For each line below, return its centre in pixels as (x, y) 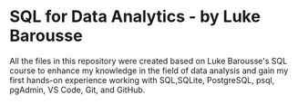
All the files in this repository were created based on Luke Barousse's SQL (149, 61)
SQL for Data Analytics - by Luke (135, 17)
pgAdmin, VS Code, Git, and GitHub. (77, 90)
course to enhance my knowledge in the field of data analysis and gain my (149, 71)
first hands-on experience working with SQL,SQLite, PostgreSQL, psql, (142, 80)
